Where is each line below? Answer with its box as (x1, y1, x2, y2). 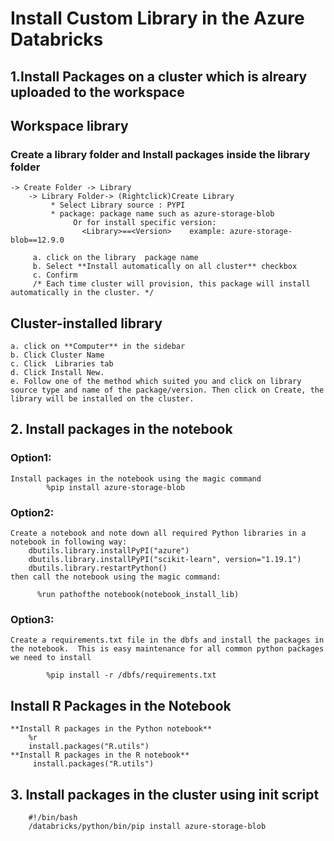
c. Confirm (32, 270, 78, 281)
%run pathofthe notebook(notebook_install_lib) (36, 590, 240, 600)
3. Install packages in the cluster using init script (10, 786, 320, 803)
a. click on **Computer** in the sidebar (10, 342, 186, 352)
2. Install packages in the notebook (10, 421, 233, 438)
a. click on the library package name (32, 253, 199, 263)
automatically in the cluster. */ (10, 288, 155, 298)
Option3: (10, 612, 55, 626)
